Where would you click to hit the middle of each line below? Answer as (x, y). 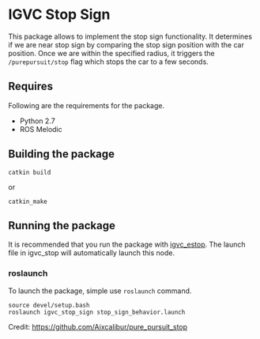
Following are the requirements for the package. (86, 105)
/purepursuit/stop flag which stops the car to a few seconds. (109, 62)
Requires (31, 87)
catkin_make (28, 202)
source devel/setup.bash (49, 305)
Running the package (62, 226)
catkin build (30, 172)
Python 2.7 (37, 121)
